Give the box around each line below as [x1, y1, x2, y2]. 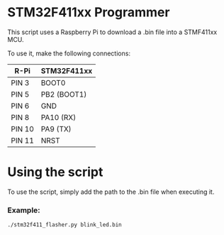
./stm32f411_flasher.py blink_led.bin [7, 222, 122, 229]
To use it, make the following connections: [7, 49, 131, 58]
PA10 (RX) [40, 112, 77, 122]
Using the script [7, 164, 103, 180]
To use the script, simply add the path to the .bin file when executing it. [7, 187, 215, 196]
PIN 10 [11, 124, 34, 133]
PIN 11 [11, 136, 34, 146]
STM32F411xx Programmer [7, 4, 170, 21]
